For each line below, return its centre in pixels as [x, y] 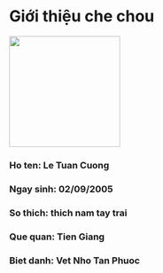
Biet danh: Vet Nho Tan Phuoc [74, 261]
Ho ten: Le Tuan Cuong [59, 165]
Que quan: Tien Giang [57, 237]
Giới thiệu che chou [82, 16]
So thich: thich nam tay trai [68, 213]
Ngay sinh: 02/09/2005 [61, 189]
